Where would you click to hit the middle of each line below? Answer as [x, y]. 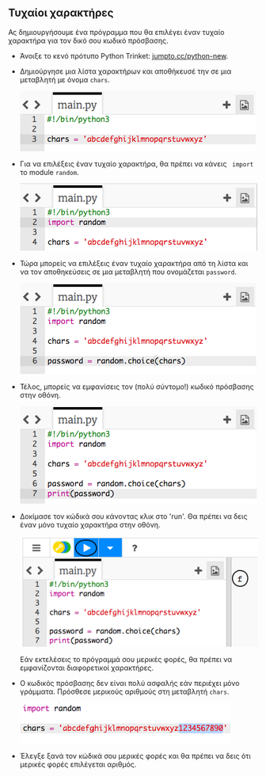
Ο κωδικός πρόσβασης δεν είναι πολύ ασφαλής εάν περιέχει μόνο [129, 684]
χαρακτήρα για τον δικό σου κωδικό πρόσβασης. [88, 40]
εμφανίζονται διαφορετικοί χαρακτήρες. [87, 668]
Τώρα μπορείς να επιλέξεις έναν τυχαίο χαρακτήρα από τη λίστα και [134, 263]
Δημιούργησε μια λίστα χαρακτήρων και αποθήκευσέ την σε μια [125, 71]
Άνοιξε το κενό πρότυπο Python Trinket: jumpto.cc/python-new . [124, 55]
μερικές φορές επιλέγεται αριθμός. [78, 764]
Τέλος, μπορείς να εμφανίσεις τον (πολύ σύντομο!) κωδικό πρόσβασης [137, 387]
